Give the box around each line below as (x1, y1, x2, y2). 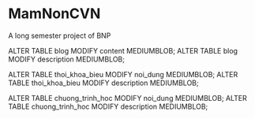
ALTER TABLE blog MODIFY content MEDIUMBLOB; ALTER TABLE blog (8, 46, 238, 55)
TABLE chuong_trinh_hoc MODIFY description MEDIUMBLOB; (8, 102, 208, 111)
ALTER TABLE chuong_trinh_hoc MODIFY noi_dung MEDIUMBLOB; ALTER (8, 93, 247, 102)
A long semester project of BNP (8, 31, 111, 40)
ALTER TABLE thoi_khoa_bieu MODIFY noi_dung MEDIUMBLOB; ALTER (8, 69, 238, 79)
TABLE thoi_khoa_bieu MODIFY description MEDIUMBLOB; (8, 78, 199, 87)
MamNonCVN (8, 5, 101, 23)
